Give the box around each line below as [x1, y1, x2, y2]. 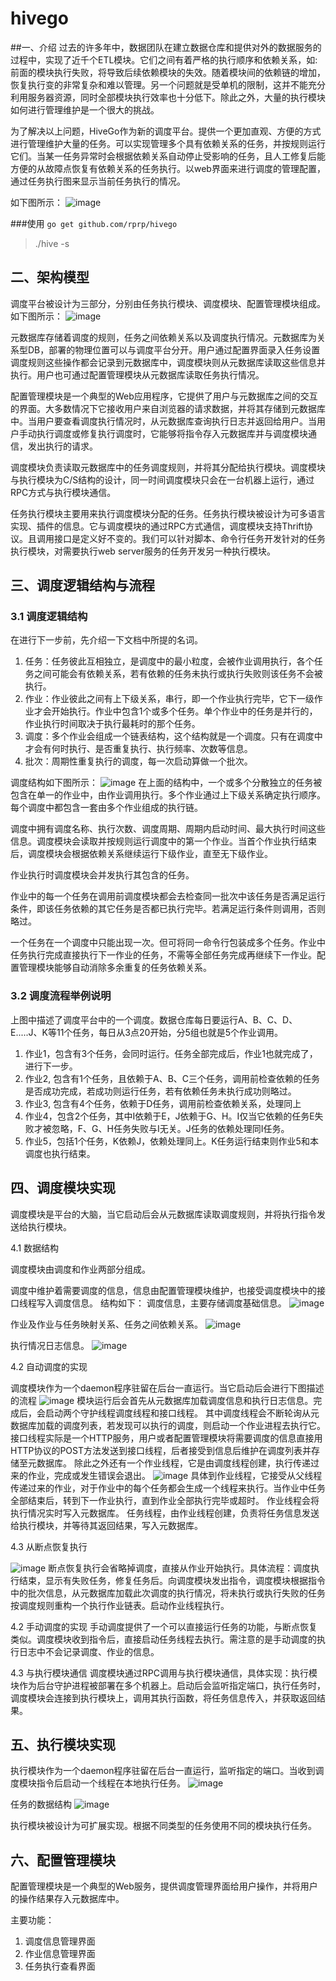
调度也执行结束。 [24, 1147, 96, 1159]
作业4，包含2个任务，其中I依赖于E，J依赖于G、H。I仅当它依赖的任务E [24, 1110, 315, 1122]
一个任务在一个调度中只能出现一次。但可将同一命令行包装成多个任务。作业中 [10, 937, 326, 949]
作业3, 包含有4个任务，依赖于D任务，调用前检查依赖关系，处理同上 [24, 1097, 302, 1109]
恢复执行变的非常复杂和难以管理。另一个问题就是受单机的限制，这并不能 [10, 78, 308, 91]
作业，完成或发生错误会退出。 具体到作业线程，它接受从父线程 [27, 1469, 323, 1481]
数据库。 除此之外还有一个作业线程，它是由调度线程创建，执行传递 [36, 1457, 311, 1469]
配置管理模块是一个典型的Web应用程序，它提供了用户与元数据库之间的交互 [10, 390, 318, 402]
